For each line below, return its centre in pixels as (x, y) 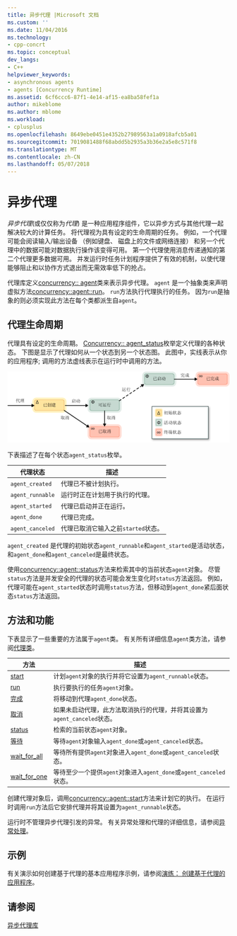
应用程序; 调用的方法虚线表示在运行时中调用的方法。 (89, 360)
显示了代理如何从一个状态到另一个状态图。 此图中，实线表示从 (130, 352)
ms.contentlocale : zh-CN (44, 157)
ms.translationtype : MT (42, 149)
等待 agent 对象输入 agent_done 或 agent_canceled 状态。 (130, 741)
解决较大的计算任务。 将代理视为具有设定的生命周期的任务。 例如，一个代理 (117, 232)
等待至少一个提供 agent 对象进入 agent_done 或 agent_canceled (139, 772)
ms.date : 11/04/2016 (38, 30)
